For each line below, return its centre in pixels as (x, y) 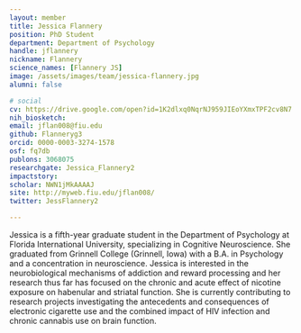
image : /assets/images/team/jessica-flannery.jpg (105, 76)
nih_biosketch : (38, 118)
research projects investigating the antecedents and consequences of (139, 301)
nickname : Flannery (46, 59)
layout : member (38, 18)
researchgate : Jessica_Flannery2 (72, 167)
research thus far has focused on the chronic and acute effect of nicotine (145, 283)
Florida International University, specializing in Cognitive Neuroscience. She (150, 244)
